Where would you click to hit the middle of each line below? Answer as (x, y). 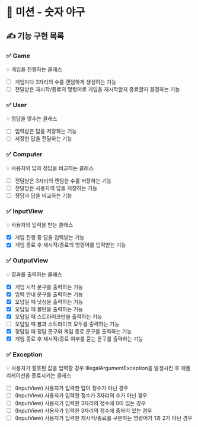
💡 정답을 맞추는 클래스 (32, 118)
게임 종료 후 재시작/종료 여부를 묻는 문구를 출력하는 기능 (79, 339)
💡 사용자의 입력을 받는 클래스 (40, 225)
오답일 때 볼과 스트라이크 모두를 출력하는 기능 (67, 324)
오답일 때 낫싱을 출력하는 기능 (49, 301)
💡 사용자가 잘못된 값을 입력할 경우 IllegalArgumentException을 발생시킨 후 (93, 368)
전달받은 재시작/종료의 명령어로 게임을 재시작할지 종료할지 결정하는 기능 (97, 89)
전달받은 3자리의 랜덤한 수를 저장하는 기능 (63, 181)
